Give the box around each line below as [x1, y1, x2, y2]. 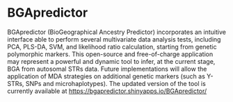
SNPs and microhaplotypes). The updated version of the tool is [25, 79, 207, 87]
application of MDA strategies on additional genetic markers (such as [7, 71, 205, 80]
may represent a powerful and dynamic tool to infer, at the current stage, [7, 57, 216, 65]
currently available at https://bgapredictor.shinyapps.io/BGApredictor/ [7, 87, 207, 95]
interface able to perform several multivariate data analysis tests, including [7, 35, 221, 43]
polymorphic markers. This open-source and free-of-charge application [7, 50, 214, 58]
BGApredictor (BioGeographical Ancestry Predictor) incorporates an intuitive [7, 28, 226, 36]
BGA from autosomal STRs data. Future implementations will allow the [7, 65, 207, 73]
